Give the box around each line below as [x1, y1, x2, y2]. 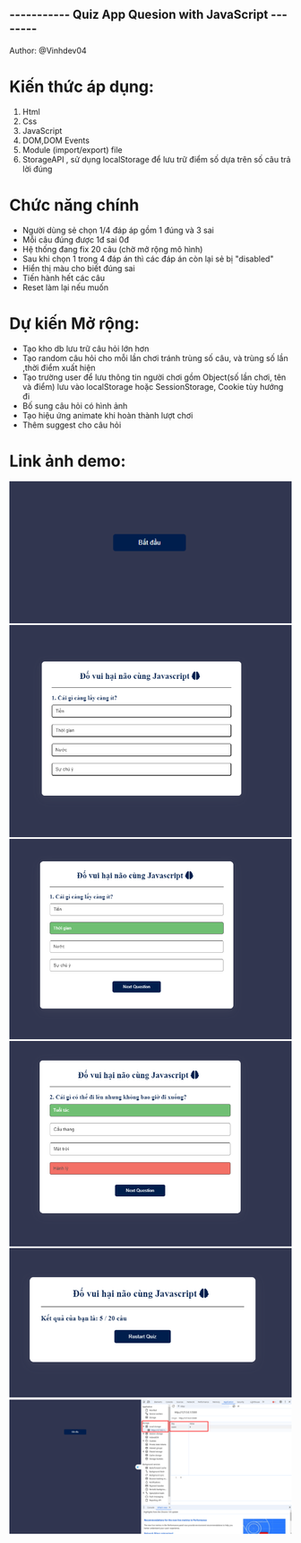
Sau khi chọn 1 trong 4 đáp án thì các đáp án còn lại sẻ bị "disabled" [21, 253, 274, 264]
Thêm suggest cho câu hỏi [21, 419, 122, 430]
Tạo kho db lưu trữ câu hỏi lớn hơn [21, 343, 150, 354]
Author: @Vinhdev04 [9, 45, 87, 56]
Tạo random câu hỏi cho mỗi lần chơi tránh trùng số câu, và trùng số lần [21, 352, 288, 363]
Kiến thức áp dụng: [9, 76, 155, 97]
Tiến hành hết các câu [21, 272, 106, 283]
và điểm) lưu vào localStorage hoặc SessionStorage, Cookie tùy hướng [21, 381, 284, 392]
